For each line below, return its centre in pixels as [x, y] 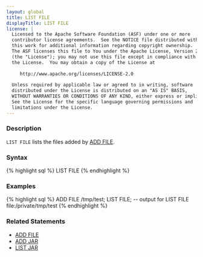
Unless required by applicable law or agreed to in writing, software [102, 85]
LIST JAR [26, 247]
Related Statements [36, 221]
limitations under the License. [53, 107]
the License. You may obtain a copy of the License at [83, 62]
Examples [21, 186]
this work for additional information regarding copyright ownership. [102, 46]
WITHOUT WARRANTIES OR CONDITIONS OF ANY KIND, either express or [97, 96]
